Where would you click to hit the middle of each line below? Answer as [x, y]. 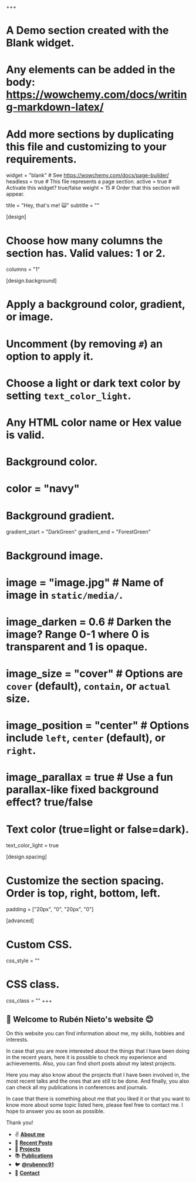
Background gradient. [60, 516]
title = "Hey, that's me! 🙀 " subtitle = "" [53, 206]
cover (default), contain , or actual [88, 686]
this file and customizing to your [86, 147]
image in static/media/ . [65, 595]
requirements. [42, 159]
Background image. [55, 555]
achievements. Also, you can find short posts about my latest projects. [91, 1063]
